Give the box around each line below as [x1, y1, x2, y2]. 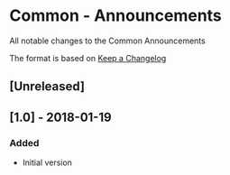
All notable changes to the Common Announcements [9, 35, 206, 46]
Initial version [22, 157, 72, 168]
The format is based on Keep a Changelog [9, 52, 167, 63]
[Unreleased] [9, 78, 86, 95]
